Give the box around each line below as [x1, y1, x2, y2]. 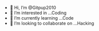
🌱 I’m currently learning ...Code [9, 15, 74, 21]
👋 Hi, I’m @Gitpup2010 [9, 5, 56, 10]
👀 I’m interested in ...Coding [9, 10, 67, 16]
